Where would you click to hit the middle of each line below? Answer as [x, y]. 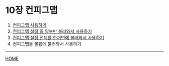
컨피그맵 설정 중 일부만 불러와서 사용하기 [52, 31]
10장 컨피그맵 [31, 10]
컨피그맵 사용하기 [29, 25]
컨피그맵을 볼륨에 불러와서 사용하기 [47, 43]
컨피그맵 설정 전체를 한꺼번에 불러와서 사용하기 [58, 37]
